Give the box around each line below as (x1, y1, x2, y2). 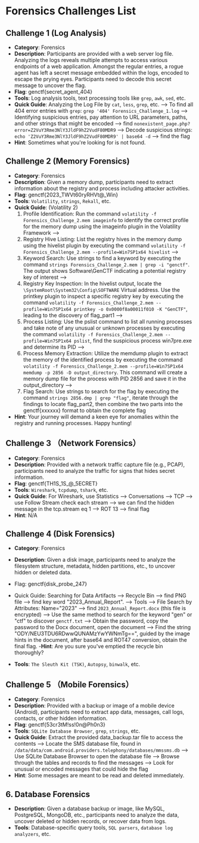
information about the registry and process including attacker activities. (14, 184, 190, 192)
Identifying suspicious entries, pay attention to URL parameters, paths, (14, 113, 188, 121)
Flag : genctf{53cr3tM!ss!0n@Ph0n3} (14, 721, 105, 728)
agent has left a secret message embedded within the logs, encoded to (14, 69, 189, 76)
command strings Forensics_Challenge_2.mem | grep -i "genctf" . (23, 261, 190, 268)
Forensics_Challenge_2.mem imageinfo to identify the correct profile (23, 216, 189, 223)
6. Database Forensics (5, 789, 91, 799)
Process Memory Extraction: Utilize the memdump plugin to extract (23, 349, 188, 356)
